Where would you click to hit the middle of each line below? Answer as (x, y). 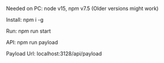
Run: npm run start (29, 31)
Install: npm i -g (25, 20)
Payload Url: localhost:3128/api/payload (54, 54)
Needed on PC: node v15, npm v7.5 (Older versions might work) (82, 8)
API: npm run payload (32, 42)
